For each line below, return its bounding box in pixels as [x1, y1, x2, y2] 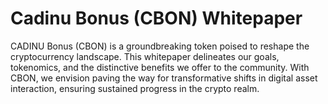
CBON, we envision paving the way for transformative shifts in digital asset [10, 72, 318, 84]
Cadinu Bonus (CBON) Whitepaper [10, 7, 303, 30]
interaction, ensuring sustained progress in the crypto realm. [10, 82, 260, 94]
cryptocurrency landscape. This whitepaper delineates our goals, [10, 50, 280, 62]
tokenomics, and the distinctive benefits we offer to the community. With [10, 61, 310, 73]
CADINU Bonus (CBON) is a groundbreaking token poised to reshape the [10, 40, 310, 52]
